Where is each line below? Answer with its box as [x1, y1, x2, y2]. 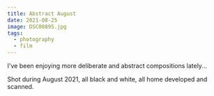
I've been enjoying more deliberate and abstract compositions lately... [7, 62, 208, 70]
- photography [13, 36, 54, 43]
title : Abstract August [7, 10, 77, 17]
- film [13, 42, 33, 49]
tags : [7, 29, 23, 37]
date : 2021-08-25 [7, 17, 58, 24]
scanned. [7, 83, 34, 90]
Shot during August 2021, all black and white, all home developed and [7, 75, 208, 83]
